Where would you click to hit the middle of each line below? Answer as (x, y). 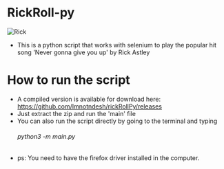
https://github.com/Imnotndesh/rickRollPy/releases (89, 106)
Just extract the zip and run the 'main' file (77, 113)
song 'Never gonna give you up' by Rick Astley (83, 52)
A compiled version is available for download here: (89, 99)
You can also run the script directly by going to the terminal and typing (117, 121)
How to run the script (69, 80)
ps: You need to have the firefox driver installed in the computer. (108, 158)
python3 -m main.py (46, 137)
